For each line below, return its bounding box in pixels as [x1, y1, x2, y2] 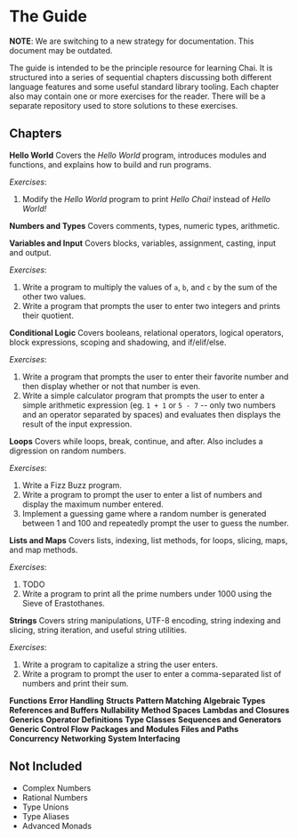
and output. [9, 247, 52, 257]
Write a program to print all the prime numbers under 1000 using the [21, 588, 273, 598]
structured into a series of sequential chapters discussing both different [9, 71, 272, 82]
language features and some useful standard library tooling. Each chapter [9, 81, 279, 92]
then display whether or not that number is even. [21, 380, 201, 391]
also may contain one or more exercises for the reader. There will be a [9, 91, 266, 102]
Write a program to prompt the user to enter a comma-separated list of [21, 668, 282, 679]
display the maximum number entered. [21, 499, 165, 509]
